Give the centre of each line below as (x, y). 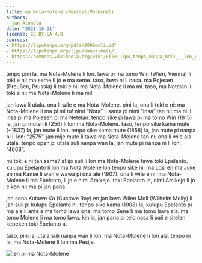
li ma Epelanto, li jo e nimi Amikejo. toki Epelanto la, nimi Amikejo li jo (111, 180)
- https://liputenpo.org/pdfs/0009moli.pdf (62, 46)
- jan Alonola (24, 23)
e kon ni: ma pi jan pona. (37, 187)
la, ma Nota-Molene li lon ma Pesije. (51, 242)
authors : (17, 17)
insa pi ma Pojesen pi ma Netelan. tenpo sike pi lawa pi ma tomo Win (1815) (99, 117)
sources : (17, 40)
